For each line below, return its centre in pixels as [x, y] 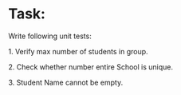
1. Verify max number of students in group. [79, 51]
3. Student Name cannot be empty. [66, 82]
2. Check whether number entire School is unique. [91, 67]
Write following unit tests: [50, 36]
